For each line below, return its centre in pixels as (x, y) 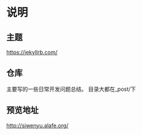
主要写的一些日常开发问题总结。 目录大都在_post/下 (71, 89)
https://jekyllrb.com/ (32, 52)
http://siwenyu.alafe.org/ (37, 125)
